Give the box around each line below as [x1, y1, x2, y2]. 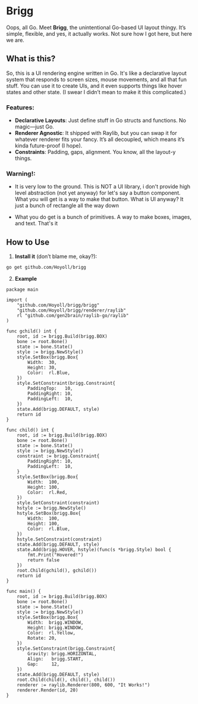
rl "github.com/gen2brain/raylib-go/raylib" [17, 313, 129, 319]
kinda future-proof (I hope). [14, 142, 83, 149]
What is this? [6, 54, 56, 64]
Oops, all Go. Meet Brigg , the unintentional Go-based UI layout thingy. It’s [6, 24, 186, 31]
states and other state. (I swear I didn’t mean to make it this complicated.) [6, 88, 186, 96]
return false [27, 557, 60, 563]
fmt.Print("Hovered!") [27, 552, 84, 558]
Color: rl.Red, [27, 489, 68, 496]
